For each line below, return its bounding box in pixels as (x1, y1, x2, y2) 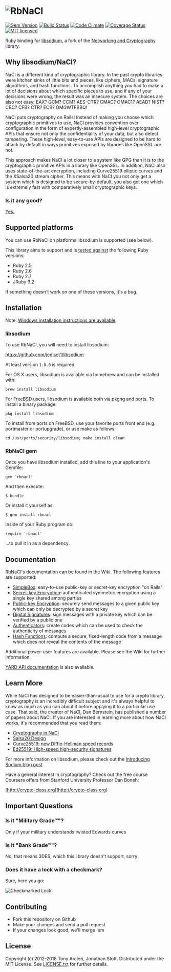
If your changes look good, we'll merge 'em (12, 927, 104, 933)
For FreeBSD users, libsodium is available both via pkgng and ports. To (5, 396, 155, 402)
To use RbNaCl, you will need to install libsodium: (5, 341, 109, 347)
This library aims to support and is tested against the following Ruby (5, 247, 149, 253)
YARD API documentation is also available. (5, 664, 95, 670)
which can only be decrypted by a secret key (12, 606, 109, 612)
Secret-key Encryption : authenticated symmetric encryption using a (12, 590, 156, 596)
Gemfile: (5, 464, 24, 471)
